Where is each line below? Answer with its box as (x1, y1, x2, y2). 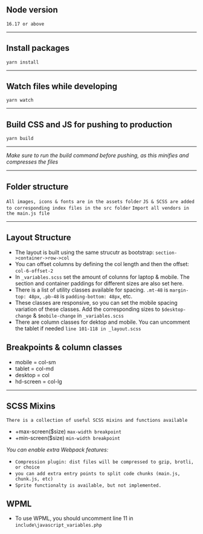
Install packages (6, 43, 69, 53)
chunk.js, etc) (14, 476, 54, 482)
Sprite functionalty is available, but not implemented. (14, 482, 162, 489)
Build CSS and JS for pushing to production (6, 119, 173, 130)
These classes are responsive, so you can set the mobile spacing (14, 299, 178, 306)
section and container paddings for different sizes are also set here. (14, 279, 184, 287)
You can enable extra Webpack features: (6, 446, 109, 453)
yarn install (6, 59, 39, 65)
